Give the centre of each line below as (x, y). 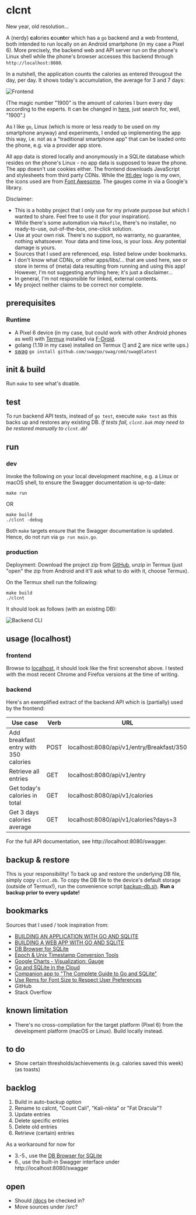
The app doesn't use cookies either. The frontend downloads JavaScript (93, 169)
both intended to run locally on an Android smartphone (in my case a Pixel (95, 44)
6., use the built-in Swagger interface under (67, 1162)
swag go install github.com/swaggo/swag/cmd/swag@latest (86, 351)
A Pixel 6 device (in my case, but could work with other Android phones (100, 332)
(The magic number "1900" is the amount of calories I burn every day (90, 102)
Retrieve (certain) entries (44, 1133)
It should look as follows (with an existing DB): (61, 609)
